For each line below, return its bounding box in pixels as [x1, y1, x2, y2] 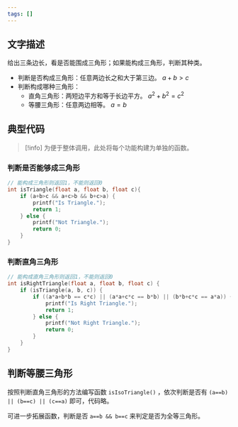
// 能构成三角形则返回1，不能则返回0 [7, 179, 103, 187]
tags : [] [7, 10, 33, 18]
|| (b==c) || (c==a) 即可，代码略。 [7, 396, 113, 405]
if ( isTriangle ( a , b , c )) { [20, 287, 103, 294]
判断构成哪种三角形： [17, 82, 80, 91]
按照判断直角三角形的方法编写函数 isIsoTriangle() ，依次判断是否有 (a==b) [7, 387, 229, 396]
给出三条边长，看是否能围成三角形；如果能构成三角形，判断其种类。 [7, 58, 206, 67]
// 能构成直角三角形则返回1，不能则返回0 [7, 274, 113, 281]
